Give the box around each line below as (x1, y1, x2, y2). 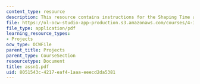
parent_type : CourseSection (6, 53, 76, 59)
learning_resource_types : (6, 31, 70, 37)
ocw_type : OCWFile (6, 42, 52, 48)
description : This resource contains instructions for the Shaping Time (6, 14, 190, 20)
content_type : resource (6, 8, 65, 15)
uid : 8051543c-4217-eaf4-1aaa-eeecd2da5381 (6, 69, 116, 75)
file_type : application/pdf (6, 25, 76, 31)
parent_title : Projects (6, 47, 65, 53)
